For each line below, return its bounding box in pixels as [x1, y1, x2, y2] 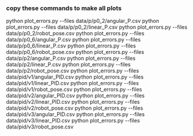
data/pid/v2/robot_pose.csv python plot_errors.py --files [6, 104, 144, 112]
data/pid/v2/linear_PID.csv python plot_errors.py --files [6, 98, 140, 106]
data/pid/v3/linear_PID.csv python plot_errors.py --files [6, 117, 140, 124]
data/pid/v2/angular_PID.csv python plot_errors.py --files [6, 92, 145, 99]
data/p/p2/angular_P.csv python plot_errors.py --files [6, 55, 136, 62]
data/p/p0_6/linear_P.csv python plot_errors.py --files [6, 42, 137, 49]
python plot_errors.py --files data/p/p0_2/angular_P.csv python [6, 18, 159, 25]
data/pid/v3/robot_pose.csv [6, 123, 74, 130]
